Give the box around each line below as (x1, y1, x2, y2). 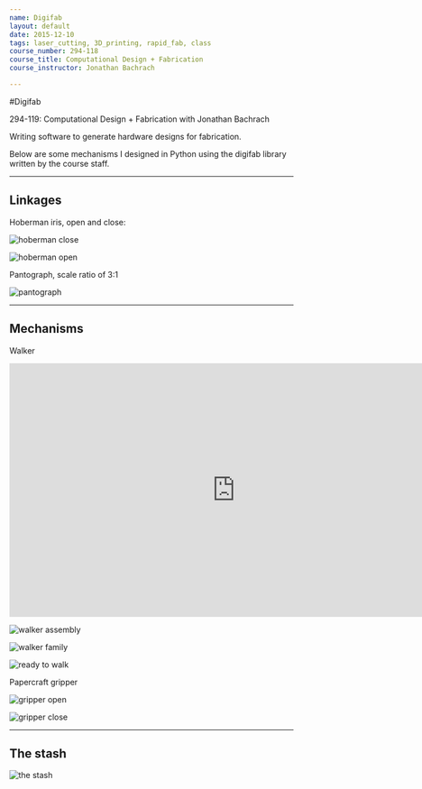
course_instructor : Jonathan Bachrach (9, 64, 155, 73)
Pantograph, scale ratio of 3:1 (9, 269, 119, 280)
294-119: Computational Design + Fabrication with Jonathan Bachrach (9, 114, 271, 124)
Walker (9, 344, 36, 356)
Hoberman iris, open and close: (9, 216, 126, 227)
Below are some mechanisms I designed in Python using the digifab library (9, 148, 287, 159)
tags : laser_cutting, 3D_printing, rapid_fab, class (9, 38, 212, 48)
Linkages (9, 193, 62, 208)
